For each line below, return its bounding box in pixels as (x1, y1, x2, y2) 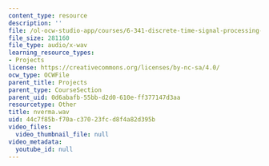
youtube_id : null (15, 145, 74, 153)
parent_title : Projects (8, 78, 88, 86)
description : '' (8, 19, 62, 27)
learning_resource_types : (8, 49, 94, 57)
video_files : (8, 123, 52, 131)
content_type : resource (8, 11, 88, 20)
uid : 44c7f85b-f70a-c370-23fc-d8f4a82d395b (8, 116, 156, 124)
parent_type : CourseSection (8, 85, 102, 94)
